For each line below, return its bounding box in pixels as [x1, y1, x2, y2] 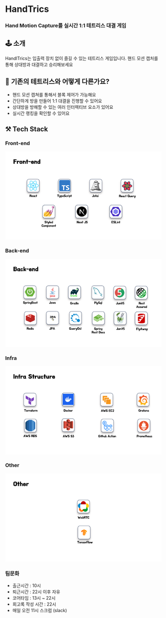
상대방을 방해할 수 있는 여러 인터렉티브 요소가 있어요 [12, 104, 113, 110]
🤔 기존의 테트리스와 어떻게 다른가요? [5, 77, 110, 86]
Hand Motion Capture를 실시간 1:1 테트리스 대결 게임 [5, 22, 127, 29]
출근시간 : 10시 [12, 582, 41, 588]
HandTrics [5, 3, 49, 15]
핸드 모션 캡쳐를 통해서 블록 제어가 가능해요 [12, 91, 96, 97]
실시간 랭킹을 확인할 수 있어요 [12, 110, 70, 116]
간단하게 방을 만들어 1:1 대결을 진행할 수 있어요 [12, 98, 102, 104]
